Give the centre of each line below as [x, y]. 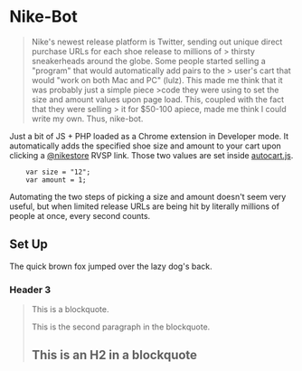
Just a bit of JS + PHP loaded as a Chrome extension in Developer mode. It [149, 136]
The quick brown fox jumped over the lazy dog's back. [111, 266]
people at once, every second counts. [80, 215]
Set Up [28, 245]
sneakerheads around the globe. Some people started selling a [149, 61]
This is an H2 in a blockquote [114, 355]
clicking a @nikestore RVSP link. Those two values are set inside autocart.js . [151, 155]
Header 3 [30, 290]
